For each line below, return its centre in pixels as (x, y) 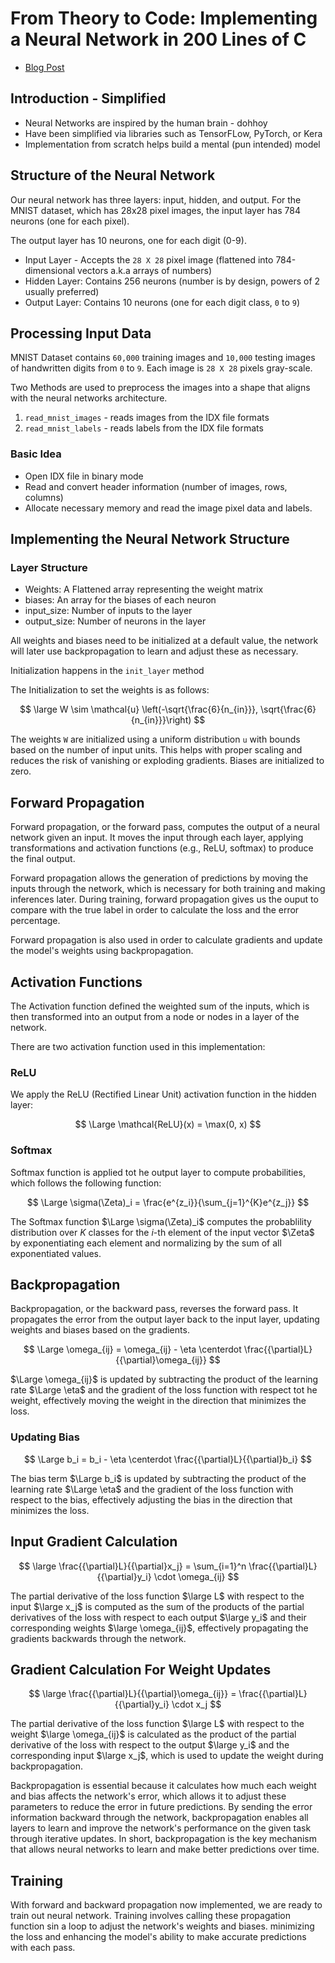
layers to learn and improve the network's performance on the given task (161, 1828)
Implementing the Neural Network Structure (150, 539)
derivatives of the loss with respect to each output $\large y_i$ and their (158, 1617)
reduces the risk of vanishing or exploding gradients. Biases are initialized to (167, 761)
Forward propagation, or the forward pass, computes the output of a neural (165, 827)
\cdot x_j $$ (196, 1704)
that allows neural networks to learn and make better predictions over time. (165, 1849)
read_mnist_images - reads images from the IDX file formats (147, 418)
